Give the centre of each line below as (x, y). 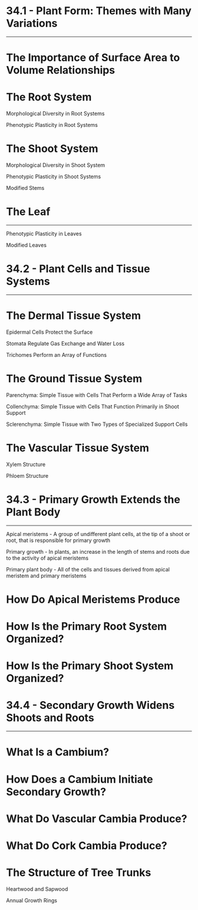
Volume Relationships (61, 70)
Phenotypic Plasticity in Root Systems (52, 125)
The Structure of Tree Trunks (79, 873)
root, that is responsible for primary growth (58, 540)
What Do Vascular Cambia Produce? (97, 819)
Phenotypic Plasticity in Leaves (44, 234)
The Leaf (28, 212)
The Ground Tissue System (74, 379)
